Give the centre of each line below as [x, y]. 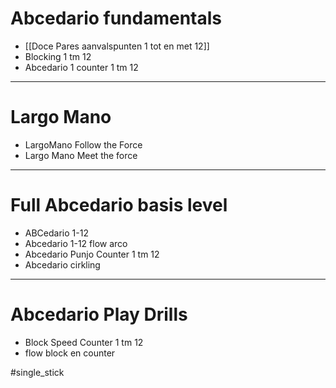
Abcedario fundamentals [116, 18]
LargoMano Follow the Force [83, 144]
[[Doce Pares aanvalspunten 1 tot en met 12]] [117, 46]
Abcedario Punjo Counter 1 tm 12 [92, 254]
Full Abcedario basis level [119, 205]
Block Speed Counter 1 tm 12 [84, 342]
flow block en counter [70, 353]
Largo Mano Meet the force [81, 155]
